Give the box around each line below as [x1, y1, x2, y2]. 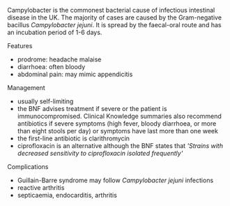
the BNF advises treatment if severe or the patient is [17, 105, 167, 112]
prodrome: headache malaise [17, 55, 102, 64]
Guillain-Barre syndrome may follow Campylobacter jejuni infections [17, 176, 214, 184]
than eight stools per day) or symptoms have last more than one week [17, 127, 218, 135]
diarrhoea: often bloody [17, 63, 86, 71]
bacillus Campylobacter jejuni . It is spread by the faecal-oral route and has [7, 21, 222, 29]
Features [7, 42, 33, 50]
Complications [7, 163, 49, 170]
